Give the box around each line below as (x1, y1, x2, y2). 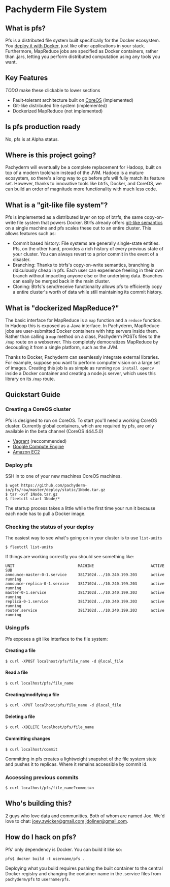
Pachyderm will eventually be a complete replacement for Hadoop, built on (5, 164, 161, 170)
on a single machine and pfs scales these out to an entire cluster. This (5, 225, 151, 231)
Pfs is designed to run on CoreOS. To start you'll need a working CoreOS (5, 417, 157, 423)
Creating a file (5, 647, 36, 653)
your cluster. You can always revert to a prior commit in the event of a (12, 251, 158, 257)
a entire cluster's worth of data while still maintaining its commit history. (12, 289, 163, 295)
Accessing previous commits (5, 774, 79, 781)
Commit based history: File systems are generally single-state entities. (12, 240, 160, 246)
